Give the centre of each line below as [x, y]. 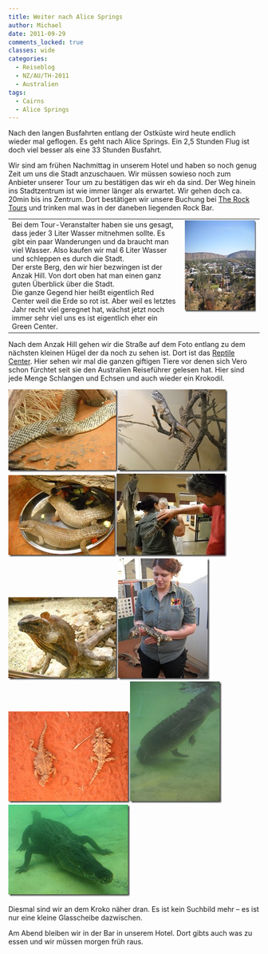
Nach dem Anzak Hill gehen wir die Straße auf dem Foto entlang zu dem [127, 344]
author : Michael [35, 25]
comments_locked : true [46, 42]
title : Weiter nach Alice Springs [66, 17]
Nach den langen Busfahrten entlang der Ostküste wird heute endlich [122, 133]
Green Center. [35, 326]
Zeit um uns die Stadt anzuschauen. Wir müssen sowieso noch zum [120, 174]
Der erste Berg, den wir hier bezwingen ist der [87, 267]
